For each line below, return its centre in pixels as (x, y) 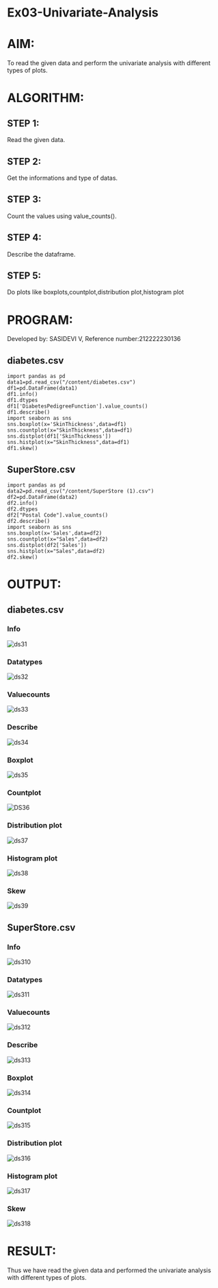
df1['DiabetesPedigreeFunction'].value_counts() (78, 406)
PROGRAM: (40, 320)
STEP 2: (24, 162)
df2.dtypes (23, 509)
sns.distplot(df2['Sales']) (47, 545)
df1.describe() (29, 412)
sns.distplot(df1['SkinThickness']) (59, 436)
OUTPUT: (34, 584)
